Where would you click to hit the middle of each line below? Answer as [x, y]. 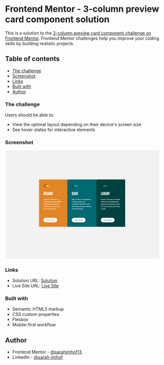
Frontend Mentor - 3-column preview [82, 9]
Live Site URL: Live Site [35, 286]
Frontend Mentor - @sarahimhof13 [47, 352]
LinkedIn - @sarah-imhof [37, 357]
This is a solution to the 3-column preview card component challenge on [78, 33]
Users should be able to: [30, 115]
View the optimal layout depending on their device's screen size [77, 125]
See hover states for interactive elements [54, 130]
